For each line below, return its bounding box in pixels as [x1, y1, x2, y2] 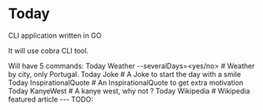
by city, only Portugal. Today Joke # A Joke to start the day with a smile [8, 69, 242, 79]
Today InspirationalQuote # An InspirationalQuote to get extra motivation [8, 78, 244, 87]
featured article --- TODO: [8, 94, 93, 104]
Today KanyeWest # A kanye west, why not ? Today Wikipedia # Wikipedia [8, 86, 250, 95]
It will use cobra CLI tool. [8, 46, 89, 55]
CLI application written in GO [8, 31, 102, 40]
